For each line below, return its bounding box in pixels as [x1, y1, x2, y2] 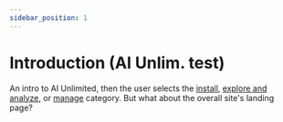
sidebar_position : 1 [9, 13, 89, 23]
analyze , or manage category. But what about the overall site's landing [9, 92, 275, 103]
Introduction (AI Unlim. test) [9, 52, 225, 73]
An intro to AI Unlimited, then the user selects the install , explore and [9, 83, 267, 94]
